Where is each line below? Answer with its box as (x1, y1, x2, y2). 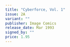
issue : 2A (5, 12, 26, 17)
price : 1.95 (5, 35, 30, 40)
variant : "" (5, 16, 30, 21)
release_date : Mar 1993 (5, 25, 55, 30)
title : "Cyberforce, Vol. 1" (5, 7, 66, 12)
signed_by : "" (5, 30, 35, 35)
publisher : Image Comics (5, 21, 57, 26)
